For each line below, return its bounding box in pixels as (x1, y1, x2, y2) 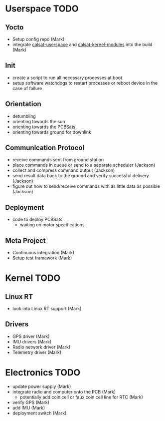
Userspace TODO (5, 3, 79, 15)
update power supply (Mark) (12, 383, 71, 389)
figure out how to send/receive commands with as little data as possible (12, 183, 161, 189)
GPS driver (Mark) (12, 333, 50, 339)
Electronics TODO (5, 367, 81, 378)
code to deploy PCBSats (12, 216, 63, 223)
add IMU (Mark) (12, 404, 45, 410)
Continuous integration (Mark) (12, 250, 75, 256)
